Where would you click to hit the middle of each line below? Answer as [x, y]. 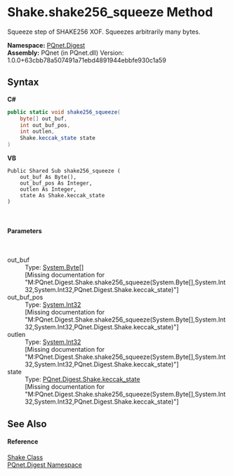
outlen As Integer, [48, 190]
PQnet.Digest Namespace [45, 465]
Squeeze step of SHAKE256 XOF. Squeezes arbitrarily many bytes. [104, 32]
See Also [27, 424]
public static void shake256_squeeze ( [64, 112]
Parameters [25, 231]
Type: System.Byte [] [54, 267]
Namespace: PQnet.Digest [46, 45]
